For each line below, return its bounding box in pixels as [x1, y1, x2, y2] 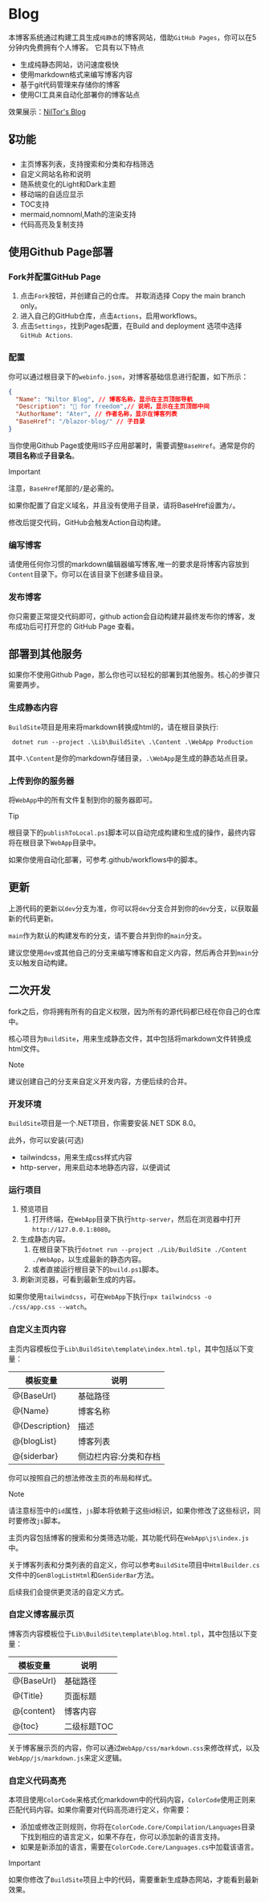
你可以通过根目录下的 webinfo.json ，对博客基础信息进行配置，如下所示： [8, 372, 249, 381]
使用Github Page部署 [8, 245, 114, 259]
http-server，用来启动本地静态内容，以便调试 [19, 1162, 171, 1172]
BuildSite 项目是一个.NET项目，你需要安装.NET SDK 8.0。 [8, 1118, 201, 1128]
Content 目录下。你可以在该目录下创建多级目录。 [8, 569, 168, 579]
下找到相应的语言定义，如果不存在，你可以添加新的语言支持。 [19, 1832, 225, 1842]
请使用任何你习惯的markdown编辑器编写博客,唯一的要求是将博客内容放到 [8, 560, 250, 569]
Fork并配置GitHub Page [8, 271, 101, 282]
